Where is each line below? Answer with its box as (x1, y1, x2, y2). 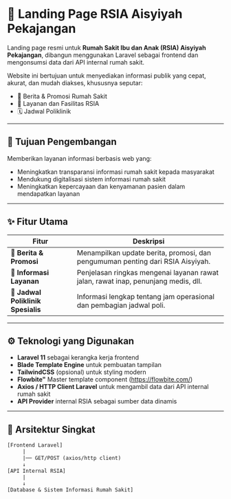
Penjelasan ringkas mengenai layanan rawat (76, 267, 219, 277)
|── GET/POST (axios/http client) (22, 454, 122, 461)
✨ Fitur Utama (7, 216, 69, 228)
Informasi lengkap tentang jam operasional (76, 291, 215, 301)
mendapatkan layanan (16, 189, 80, 198)
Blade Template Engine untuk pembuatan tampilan (16, 361, 162, 369)
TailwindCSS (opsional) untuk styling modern (16, 368, 146, 377)
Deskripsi (133, 236, 165, 246)
